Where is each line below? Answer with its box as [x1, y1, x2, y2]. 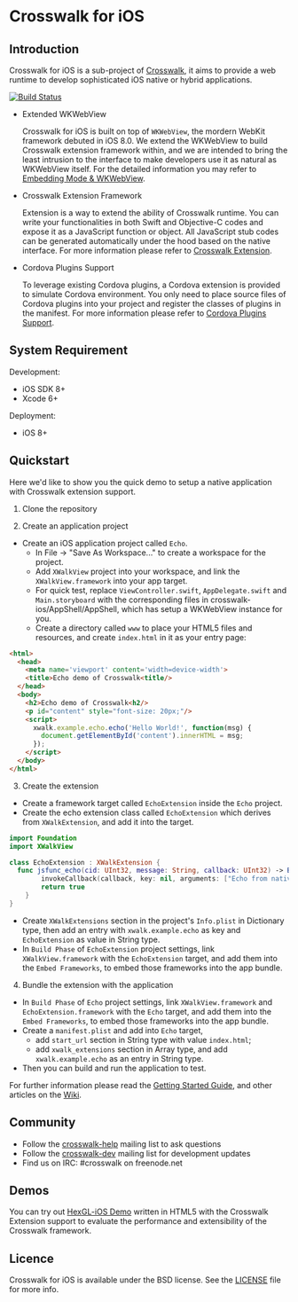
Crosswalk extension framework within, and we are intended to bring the [21, 145, 288, 155]
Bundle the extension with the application [21, 979, 174, 990]
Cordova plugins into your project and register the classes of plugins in [21, 299, 282, 309]
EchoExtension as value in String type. [21, 934, 161, 945]
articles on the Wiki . [9, 1089, 82, 1100]
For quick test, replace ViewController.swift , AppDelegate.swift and [35, 584, 286, 595]
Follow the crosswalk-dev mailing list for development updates [21, 1148, 251, 1158]
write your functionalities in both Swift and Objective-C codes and [21, 217, 263, 227]
